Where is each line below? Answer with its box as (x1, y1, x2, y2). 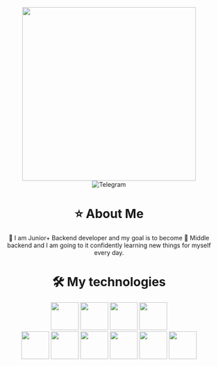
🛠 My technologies (52, 274, 166, 290)
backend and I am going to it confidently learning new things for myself (7, 241, 211, 249)
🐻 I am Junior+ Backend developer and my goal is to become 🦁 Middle (8, 233, 210, 242)
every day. (94, 248, 124, 256)
